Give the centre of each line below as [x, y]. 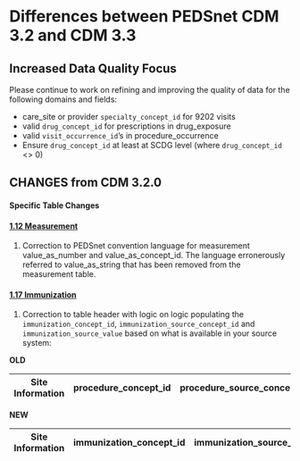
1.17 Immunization [43, 294]
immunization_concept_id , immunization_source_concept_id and [138, 324]
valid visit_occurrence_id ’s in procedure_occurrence [120, 135]
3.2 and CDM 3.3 [73, 35]
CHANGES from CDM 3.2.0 [86, 183]
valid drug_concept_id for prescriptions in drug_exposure [126, 126]
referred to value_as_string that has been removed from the [131, 264]
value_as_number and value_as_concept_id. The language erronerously [154, 256]
